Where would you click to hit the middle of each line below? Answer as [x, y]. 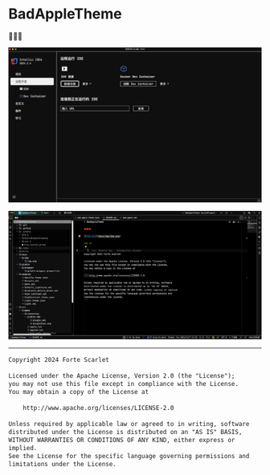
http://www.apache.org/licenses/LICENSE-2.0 [98, 408]
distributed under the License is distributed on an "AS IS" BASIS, [125, 432]
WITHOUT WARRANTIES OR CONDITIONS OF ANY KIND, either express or [122, 440]
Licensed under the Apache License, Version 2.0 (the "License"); [122, 376]
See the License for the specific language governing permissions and [129, 456]
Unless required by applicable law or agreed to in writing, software [129, 424]
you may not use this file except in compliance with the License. [124, 384]
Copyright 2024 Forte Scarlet [59, 359]
